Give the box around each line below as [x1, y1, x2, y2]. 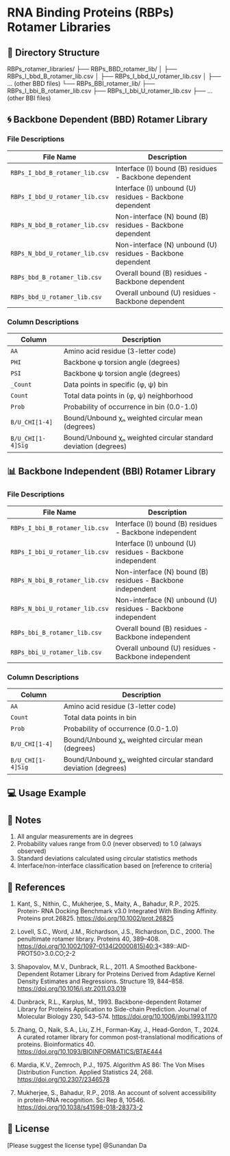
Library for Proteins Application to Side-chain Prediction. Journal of [16, 1004, 207, 1013]
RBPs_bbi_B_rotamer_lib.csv [10, 629, 102, 636]
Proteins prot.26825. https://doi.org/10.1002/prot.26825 [16, 914, 174, 922]
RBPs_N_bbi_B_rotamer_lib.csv [10, 576, 110, 584]
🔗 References [7, 881, 66, 893]
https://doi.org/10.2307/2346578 [16, 1075, 110, 1083]
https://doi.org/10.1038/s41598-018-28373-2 [16, 1103, 143, 1111]
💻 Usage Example [7, 787, 87, 799]
